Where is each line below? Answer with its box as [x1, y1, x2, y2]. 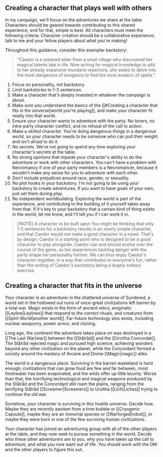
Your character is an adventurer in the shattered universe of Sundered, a [5, 294, 150, 300]
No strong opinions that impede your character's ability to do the [12, 154, 142, 160]
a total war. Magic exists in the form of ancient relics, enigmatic [5, 305, 132, 311]
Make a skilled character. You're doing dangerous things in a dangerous [12, 128, 157, 134]
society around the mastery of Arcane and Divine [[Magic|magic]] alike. [5, 351, 148, 356]
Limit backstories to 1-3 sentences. [12, 86, 83, 92]
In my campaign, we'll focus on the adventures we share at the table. [5, 17, 144, 22]
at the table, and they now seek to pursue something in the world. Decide [5, 431, 152, 436]
